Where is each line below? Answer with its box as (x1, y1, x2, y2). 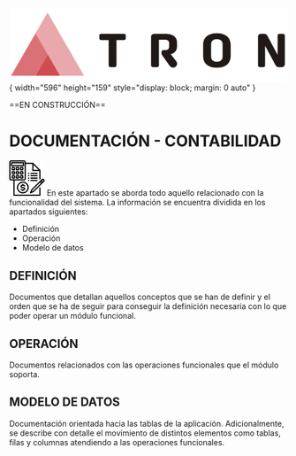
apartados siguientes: (9, 206, 88, 217)
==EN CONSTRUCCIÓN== (9, 100, 106, 111)
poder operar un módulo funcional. (9, 311, 137, 321)
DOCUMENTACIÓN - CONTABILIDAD (9, 131, 282, 151)
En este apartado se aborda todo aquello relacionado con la (46, 188, 264, 198)
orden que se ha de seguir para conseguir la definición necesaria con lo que (9, 301, 287, 312)
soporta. (9, 369, 40, 380)
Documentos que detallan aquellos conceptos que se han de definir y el (9, 291, 271, 303)
